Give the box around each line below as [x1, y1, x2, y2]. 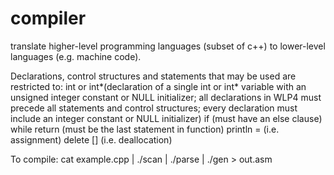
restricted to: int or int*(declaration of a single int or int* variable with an [10, 80, 307, 92]
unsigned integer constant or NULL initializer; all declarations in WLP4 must [10, 91, 322, 103]
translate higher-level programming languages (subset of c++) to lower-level [10, 40, 326, 52]
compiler [10, 7, 87, 30]
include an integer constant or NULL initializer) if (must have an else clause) [10, 112, 323, 124]
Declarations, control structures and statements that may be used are [10, 70, 297, 82]
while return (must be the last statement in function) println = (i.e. [10, 123, 280, 135]
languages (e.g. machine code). [10, 50, 142, 62]
